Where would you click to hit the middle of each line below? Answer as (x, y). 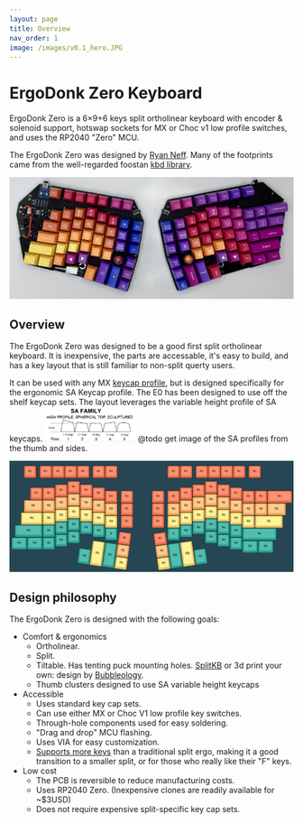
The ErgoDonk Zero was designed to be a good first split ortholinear (136, 347)
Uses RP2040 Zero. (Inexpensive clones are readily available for (155, 790)
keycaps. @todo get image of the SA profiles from (149, 439)
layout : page (34, 19)
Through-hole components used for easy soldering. (132, 723)
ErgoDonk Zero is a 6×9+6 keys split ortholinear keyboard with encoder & (146, 118)
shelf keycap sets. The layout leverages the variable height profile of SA (143, 402)
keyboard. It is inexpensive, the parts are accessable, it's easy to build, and (149, 356)
